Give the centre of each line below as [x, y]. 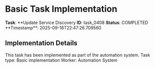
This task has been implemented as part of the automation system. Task [78, 55]
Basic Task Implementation [61, 9]
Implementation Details [41, 43]
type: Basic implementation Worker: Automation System [61, 60]
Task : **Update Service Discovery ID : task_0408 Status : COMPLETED [77, 23]
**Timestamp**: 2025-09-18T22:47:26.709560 [53, 27]
